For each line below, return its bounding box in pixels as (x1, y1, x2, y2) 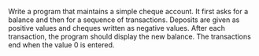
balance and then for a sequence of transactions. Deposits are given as (8, 15, 240, 24)
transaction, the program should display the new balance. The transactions (8, 32, 252, 41)
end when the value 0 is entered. (8, 40, 115, 50)
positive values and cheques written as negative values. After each (8, 24, 226, 32)
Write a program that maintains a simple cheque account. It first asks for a (8, 7, 249, 16)
